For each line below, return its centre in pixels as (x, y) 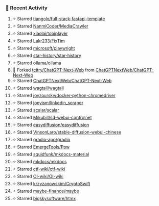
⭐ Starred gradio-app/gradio (41, 140)
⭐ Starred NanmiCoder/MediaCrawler (50, 26)
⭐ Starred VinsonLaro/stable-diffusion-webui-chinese (67, 132)
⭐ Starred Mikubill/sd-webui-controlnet (52, 118)
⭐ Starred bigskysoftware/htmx (44, 199)
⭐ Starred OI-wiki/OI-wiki (38, 177)
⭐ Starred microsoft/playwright (44, 48)
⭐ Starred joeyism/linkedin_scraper (48, 103)
